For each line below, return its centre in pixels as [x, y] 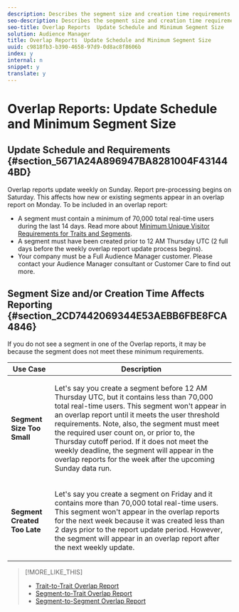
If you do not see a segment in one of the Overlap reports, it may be [107, 344]
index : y [20, 54]
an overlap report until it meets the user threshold [137, 415]
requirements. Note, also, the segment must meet [137, 424]
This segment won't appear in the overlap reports [137, 512]
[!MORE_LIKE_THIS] [54, 572]
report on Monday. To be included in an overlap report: [88, 204]
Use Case [30, 369]
